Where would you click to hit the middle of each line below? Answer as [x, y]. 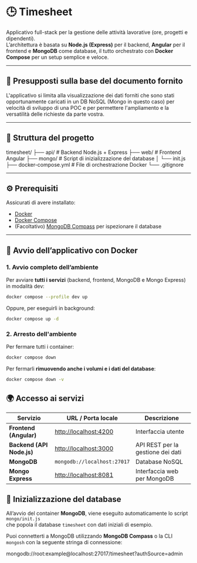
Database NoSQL [159, 461]
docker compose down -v [35, 379]
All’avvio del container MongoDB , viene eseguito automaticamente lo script [97, 513]
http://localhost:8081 [84, 475]
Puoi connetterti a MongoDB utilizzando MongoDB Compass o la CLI [89, 536]
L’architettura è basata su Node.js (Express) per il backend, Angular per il [96, 45]
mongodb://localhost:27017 [92, 461]
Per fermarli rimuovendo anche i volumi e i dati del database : [81, 369]
